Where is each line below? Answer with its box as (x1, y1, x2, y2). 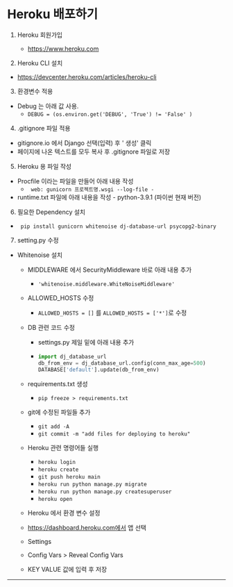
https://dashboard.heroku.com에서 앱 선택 (27, 523, 147, 531)
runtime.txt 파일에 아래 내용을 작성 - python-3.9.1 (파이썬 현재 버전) (17, 192, 202, 201)
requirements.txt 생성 (27, 379, 88, 388)
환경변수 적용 (17, 87, 53, 95)
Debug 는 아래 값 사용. (17, 101, 79, 110)
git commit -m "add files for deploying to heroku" (37, 430, 191, 438)
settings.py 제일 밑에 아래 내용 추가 (37, 338, 135, 346)
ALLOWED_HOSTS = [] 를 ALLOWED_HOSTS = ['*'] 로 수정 (37, 308, 187, 317)
